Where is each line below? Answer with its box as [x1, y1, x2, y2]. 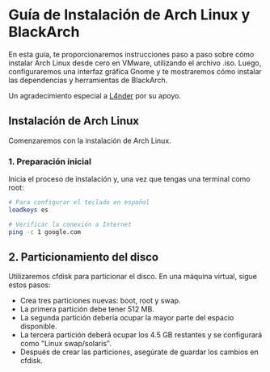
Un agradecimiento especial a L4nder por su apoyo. [8, 90, 182, 100]
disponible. [19, 321, 57, 332]
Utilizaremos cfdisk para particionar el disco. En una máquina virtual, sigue [8, 272, 257, 282]
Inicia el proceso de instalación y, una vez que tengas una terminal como [8, 174, 251, 184]
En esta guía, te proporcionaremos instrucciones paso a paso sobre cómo [8, 49, 255, 59]
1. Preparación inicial [8, 156, 91, 167]
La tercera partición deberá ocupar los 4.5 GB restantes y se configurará [19, 330, 263, 340]
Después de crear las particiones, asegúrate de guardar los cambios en [19, 347, 259, 357]
